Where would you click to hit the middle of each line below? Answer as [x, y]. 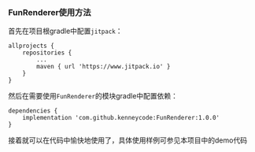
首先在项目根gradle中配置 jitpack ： [65, 31]
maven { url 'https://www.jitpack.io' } [103, 67]
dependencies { [33, 111]
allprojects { [31, 46]
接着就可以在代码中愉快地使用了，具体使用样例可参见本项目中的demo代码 [128, 140]
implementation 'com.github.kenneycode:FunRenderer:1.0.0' [121, 118]
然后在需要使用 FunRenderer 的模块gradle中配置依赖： [93, 96]
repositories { [47, 53]
